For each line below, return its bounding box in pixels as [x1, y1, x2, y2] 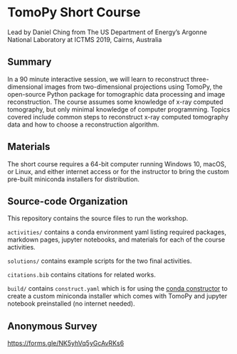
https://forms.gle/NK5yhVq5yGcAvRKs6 [7, 339, 125, 348]
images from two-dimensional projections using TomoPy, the [44, 82, 223, 91]
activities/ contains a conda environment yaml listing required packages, [7, 228, 226, 237]
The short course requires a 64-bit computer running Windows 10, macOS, [7, 159, 226, 168]
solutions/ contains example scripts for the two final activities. [7, 257, 192, 265]
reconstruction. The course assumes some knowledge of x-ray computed [7, 97, 223, 106]
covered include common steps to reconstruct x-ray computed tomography [7, 112, 229, 121]
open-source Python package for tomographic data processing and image [7, 90, 226, 98]
